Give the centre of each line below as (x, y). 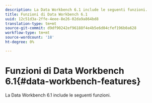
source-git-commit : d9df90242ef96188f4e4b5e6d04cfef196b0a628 (71, 28)
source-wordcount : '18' (30, 38)
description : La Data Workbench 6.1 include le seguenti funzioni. (76, 10)
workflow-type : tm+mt (28, 33)
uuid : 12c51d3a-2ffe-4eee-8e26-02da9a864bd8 (52, 19)
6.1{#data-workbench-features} (73, 81)
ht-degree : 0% (20, 42)
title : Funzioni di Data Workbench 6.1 (46, 14)
